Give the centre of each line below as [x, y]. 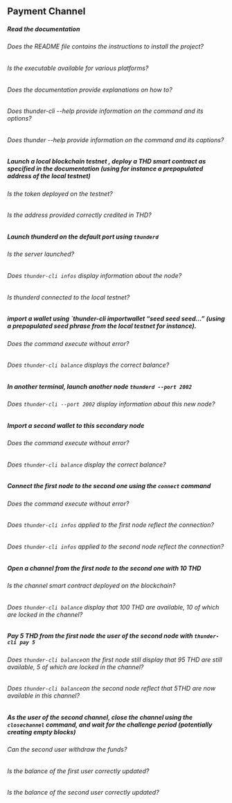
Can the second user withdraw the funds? [67, 750]
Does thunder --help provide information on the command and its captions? [116, 140]
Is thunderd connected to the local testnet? [69, 297]
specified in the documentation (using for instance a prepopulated [105, 169]
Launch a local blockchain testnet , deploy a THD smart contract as [107, 162]
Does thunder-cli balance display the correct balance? [87, 465]
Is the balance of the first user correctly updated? [78, 771]
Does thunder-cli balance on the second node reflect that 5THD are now [111, 689]
